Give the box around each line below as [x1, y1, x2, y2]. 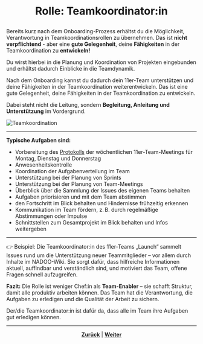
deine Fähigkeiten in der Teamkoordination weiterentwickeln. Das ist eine [6, 83, 188, 91]
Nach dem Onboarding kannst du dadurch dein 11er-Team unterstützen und [6, 77, 194, 84]
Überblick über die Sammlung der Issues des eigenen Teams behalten [14, 187, 190, 194]
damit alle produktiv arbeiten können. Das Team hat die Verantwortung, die [6, 289, 193, 296]
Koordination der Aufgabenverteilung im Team [14, 168, 130, 175]
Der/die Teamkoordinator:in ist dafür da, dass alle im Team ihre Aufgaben [6, 307, 188, 314]
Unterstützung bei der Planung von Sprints [14, 174, 122, 182]
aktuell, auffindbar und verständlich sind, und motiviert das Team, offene [6, 264, 187, 272]
